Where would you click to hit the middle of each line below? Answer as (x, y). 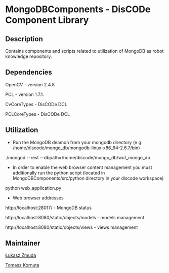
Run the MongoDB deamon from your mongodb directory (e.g (77, 142)
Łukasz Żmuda (21, 255)
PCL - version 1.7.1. (25, 94)
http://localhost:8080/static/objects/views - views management (72, 227)
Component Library (47, 20)
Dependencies (29, 72)
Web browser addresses (38, 198)
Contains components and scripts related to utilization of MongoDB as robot (85, 51)
